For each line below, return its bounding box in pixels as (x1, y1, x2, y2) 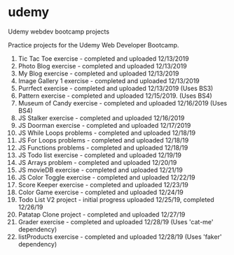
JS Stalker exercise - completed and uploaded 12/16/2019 (18, 113, 185, 122)
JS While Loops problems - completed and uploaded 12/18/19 (18, 129, 195, 137)
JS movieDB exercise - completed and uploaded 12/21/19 (18, 166, 183, 174)
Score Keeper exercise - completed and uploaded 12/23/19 (18, 180, 188, 189)
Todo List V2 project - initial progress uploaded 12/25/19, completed (18, 195, 214, 203)
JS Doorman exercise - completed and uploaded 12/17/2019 (18, 121, 191, 129)
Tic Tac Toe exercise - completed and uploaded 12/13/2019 (18, 54, 189, 63)
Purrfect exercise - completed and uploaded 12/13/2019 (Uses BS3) (18, 84, 214, 92)
